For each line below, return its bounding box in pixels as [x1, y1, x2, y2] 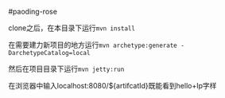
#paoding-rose [8, 7, 58, 16]
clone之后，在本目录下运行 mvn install [8, 23, 135, 33]
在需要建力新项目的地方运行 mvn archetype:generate [8, 40, 177, 49]
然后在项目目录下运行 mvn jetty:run [8, 64, 125, 73]
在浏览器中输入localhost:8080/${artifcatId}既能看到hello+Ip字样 [8, 81, 217, 90]
